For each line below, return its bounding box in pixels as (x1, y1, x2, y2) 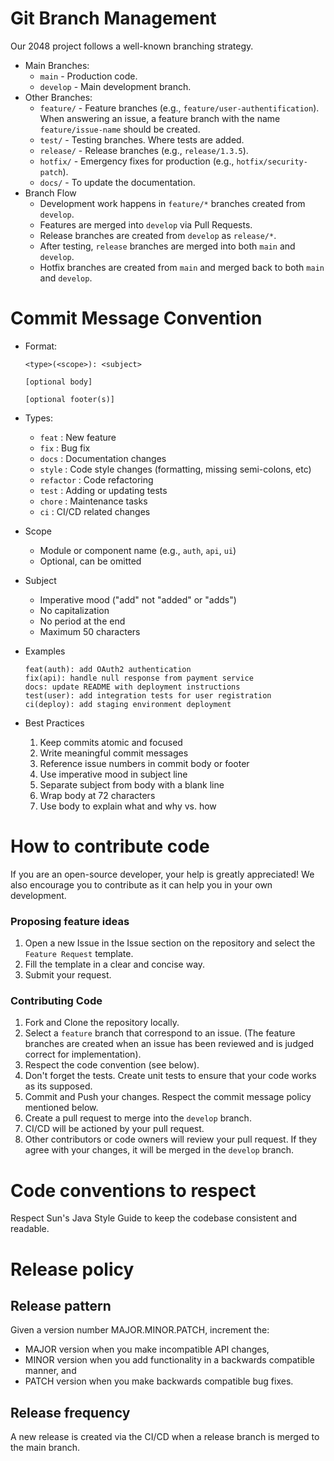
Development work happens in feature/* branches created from (39, 197, 306, 209)
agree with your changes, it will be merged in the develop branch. (24, 1144, 294, 1156)
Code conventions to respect (10, 1179, 257, 1202)
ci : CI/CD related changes (39, 505, 151, 517)
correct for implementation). (24, 1048, 142, 1061)
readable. (10, 1223, 50, 1235)
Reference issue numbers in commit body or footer (39, 757, 250, 769)
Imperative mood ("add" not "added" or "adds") (39, 593, 237, 606)
